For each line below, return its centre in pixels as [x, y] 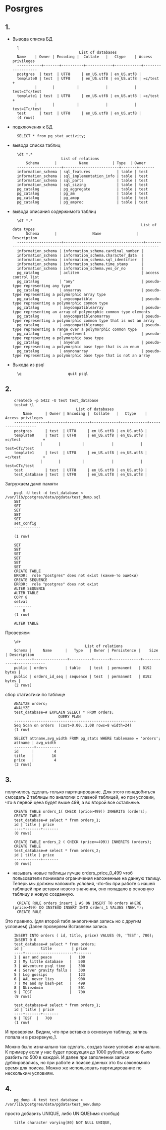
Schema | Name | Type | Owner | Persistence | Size [86, 650]
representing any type [47, 286]
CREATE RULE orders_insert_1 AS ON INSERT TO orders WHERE [79, 903]
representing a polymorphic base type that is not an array [87, 356]
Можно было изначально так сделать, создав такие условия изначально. [83, 1046]
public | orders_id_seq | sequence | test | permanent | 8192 [83, 676]
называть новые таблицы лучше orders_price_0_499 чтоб [72, 873]
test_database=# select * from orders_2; [57, 850]
